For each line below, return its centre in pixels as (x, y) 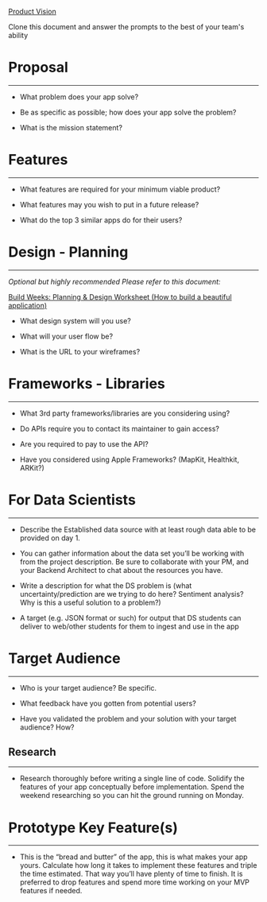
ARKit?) (32, 467)
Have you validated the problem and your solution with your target (128, 718)
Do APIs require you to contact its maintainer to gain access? (120, 428)
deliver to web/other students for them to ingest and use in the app (130, 626)
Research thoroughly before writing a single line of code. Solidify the (132, 779)
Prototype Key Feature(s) (93, 828)
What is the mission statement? (71, 127)
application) (28, 305)
